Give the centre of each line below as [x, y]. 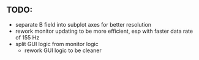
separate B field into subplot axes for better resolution [83, 24]
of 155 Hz [27, 37]
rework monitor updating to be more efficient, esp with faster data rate [104, 31]
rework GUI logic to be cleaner [63, 50]
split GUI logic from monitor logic [57, 44]
